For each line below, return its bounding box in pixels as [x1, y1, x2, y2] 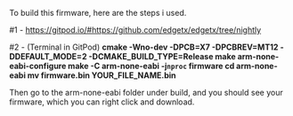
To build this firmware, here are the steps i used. [9, 8, 187, 18]
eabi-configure [9, 61, 67, 71]
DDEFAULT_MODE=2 [9, 51, 87, 61]
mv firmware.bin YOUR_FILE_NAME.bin [27, 70, 176, 81]
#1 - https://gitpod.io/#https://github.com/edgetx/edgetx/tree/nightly [9, 25, 262, 35]
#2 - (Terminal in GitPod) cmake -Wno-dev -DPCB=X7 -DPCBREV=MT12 [9, 42, 279, 52]
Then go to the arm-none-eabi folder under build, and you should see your [9, 88, 283, 97]
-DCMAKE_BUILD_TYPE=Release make [88, 51, 236, 61]
